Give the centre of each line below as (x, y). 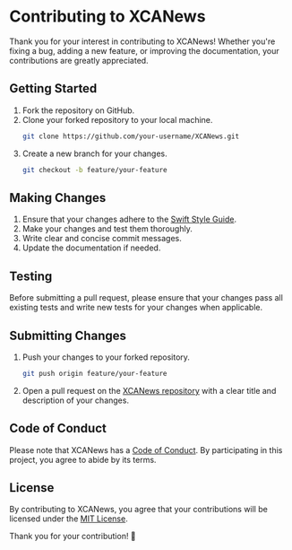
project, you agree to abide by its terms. (83, 459)
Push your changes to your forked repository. (106, 357)
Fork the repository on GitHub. (78, 110)
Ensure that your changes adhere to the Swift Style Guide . (129, 219)
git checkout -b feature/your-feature (94, 170)
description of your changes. (76, 400)
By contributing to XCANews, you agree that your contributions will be (139, 510)
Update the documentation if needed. (91, 248)
